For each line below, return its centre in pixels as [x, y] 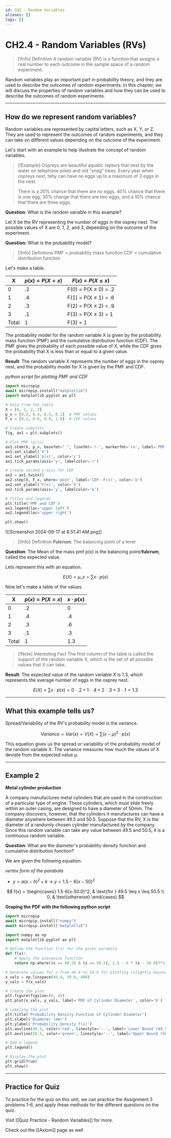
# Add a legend [21, 1043]
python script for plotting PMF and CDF [47, 377]
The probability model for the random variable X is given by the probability [83, 335]
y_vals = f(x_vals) [26, 982]
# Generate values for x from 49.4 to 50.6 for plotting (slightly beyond [86, 972]
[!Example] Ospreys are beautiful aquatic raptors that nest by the [86, 165]
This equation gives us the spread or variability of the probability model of [83, 744]
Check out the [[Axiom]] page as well [44, 1130]
